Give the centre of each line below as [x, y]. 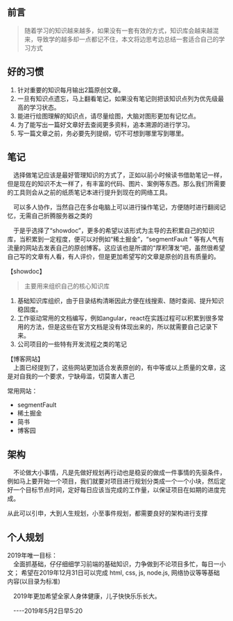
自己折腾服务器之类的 [61, 216]
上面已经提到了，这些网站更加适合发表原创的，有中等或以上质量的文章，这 [120, 368]
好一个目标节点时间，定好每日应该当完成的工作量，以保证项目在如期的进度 [113, 490]
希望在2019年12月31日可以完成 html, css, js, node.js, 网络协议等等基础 [120, 573]
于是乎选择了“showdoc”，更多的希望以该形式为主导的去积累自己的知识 [114, 230]
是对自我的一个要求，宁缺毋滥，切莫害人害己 [71, 376]
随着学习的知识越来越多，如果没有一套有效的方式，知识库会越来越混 [121, 31]
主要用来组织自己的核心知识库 [67, 286]
